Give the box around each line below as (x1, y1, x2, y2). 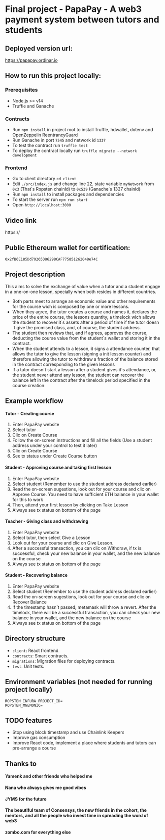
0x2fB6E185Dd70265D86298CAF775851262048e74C (5, 256, 98, 262)
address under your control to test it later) (12, 443, 98, 448)
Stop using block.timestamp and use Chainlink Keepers (12, 729, 125, 736)
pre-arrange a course (12, 745, 56, 751)
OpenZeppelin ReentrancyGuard (12, 132, 78, 138)
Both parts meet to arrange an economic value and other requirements (12, 298, 156, 304)
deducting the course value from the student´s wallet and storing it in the (12, 335, 161, 341)
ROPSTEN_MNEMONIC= (5, 703, 43, 708)
